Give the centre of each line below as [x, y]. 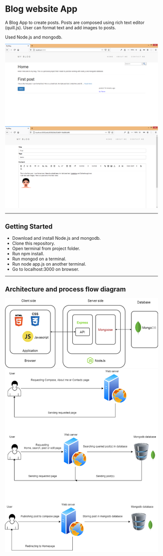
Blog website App [41, 9]
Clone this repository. [33, 243]
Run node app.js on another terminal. [49, 264]
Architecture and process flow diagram [65, 289]
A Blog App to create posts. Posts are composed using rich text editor [75, 22]
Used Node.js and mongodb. [34, 37]
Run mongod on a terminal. [39, 259]
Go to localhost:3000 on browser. [46, 269]
